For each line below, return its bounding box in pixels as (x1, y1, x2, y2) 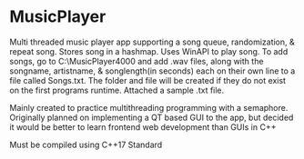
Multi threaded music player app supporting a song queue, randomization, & (9, 36, 296, 47)
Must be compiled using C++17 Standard (9, 139, 163, 150)
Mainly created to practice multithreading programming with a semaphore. (9, 102, 289, 113)
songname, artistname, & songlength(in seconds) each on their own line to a (9, 65, 296, 76)
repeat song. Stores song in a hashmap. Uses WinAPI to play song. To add (9, 45, 289, 56)
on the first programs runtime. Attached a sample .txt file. (9, 84, 225, 95)
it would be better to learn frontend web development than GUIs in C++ (9, 121, 277, 133)
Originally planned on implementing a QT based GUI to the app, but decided (9, 112, 294, 123)
